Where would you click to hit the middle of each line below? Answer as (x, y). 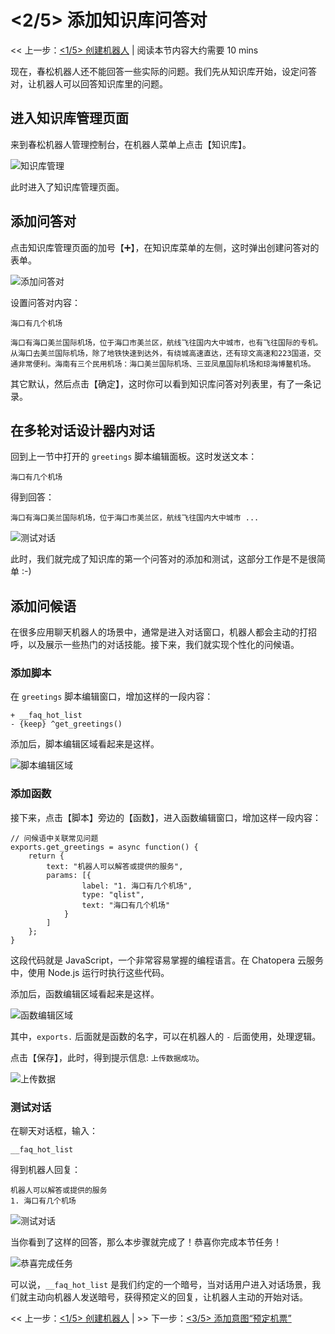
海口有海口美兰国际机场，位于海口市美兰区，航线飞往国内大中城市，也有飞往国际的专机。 (166, 342)
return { (46, 856)
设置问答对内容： (45, 302)
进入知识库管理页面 (69, 118)
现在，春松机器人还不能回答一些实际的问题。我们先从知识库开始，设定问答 (163, 71)
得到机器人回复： (45, 1170)
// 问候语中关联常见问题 (54, 838)
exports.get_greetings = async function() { (104, 847)
